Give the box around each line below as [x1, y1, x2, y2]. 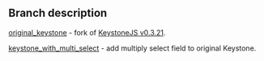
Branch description [8, 6, 108, 20]
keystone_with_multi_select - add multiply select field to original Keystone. [8, 43, 257, 53]
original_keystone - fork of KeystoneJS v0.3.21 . [8, 27, 166, 37]
